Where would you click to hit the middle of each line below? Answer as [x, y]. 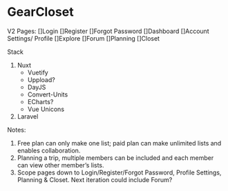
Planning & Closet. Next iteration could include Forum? [95, 179]
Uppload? [41, 79]
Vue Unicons [46, 109]
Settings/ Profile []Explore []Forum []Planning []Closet [84, 38]
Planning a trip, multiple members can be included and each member [115, 158]
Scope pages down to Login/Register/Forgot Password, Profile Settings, [119, 172]
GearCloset [40, 12]
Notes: [17, 130]
